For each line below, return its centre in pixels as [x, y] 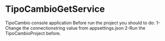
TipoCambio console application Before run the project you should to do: [80, 23]
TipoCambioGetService [55, 9]
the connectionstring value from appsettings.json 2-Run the [84, 28]
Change [13, 28]
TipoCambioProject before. [33, 33]
